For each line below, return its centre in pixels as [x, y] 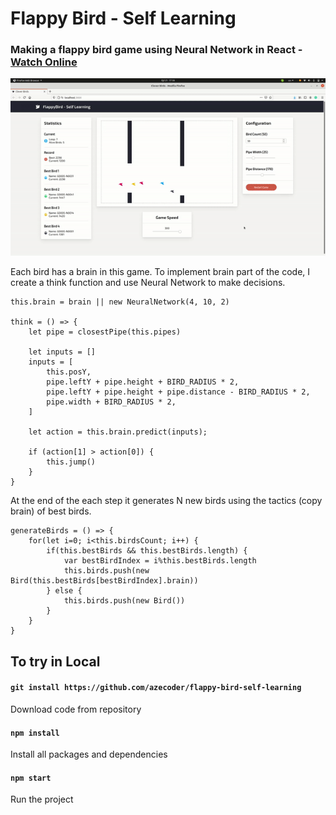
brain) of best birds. [51, 511]
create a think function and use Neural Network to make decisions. [148, 283]
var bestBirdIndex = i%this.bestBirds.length [160, 561]
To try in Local [55, 661]
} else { [64, 591]
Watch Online [44, 62]
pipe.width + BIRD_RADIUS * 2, [111, 402]
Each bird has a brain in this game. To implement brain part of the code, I [160, 272]
